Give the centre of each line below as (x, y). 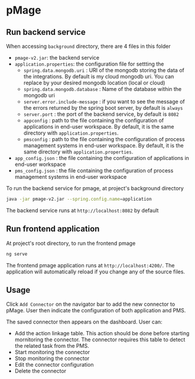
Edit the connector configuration (54, 365)
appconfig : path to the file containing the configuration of (94, 120)
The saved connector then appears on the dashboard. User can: (84, 322)
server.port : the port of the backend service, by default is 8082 (101, 114)
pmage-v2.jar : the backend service (57, 58)
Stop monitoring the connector (52, 358)
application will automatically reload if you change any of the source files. (95, 272)
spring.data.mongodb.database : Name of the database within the (103, 89)
